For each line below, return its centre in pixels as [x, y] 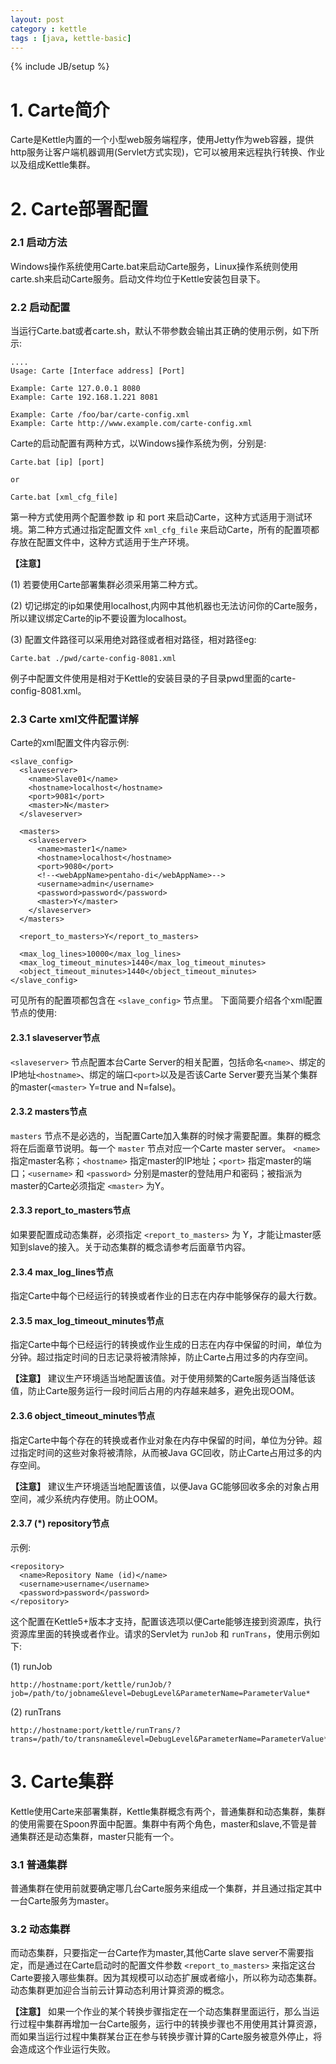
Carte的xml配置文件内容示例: [70, 743]
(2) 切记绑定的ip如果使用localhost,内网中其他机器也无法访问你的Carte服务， [166, 606]
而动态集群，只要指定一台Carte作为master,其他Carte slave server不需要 [158, 1953]
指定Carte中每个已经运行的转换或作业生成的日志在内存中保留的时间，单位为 [166, 1345]
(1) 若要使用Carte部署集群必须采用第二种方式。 [107, 585]
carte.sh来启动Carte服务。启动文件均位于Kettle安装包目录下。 [138, 278]
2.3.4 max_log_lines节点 [62, 1272]
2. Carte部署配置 [79, 208]
